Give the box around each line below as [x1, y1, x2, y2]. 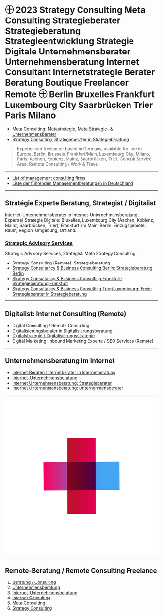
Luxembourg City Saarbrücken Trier [5, 100, 153, 111]
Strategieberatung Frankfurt [12, 281, 68, 287]
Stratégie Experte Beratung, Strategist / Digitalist [5, 199, 156, 207]
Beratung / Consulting [12, 580, 56, 585]
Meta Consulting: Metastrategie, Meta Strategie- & [12, 126, 113, 132]
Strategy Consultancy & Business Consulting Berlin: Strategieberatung [12, 265, 153, 271]
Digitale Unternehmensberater [5, 46, 131, 57]
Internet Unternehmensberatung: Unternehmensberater [12, 385, 124, 391]
